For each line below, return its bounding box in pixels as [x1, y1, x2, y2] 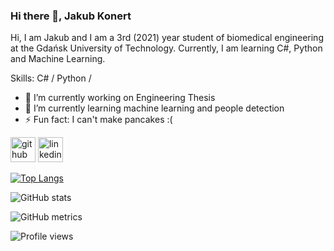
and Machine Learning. [10, 53, 106, 65]
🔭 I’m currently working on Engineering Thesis [24, 92, 216, 104]
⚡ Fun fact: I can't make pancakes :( [24, 114, 173, 126]
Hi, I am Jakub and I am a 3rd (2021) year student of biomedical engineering [10, 32, 324, 44]
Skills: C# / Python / [10, 72, 92, 84]
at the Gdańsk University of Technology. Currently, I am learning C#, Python [10, 42, 323, 54]
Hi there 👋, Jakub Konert [10, 9, 132, 23]
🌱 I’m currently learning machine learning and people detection [24, 102, 285, 114]
